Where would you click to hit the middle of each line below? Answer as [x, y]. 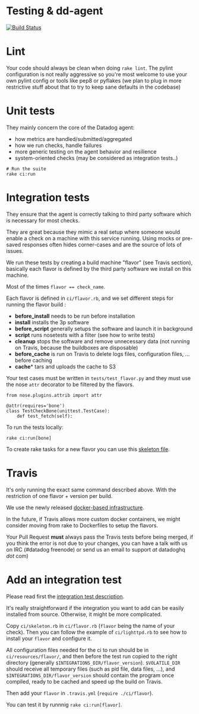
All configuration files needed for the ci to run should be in [78, 650]
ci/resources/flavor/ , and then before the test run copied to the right [92, 656]
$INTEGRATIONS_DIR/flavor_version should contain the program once [90, 675]
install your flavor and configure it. [49, 638]
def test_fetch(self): [45, 416]
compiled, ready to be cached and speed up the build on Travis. [84, 681]
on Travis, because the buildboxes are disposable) [76, 347]
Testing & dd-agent [55, 11]
